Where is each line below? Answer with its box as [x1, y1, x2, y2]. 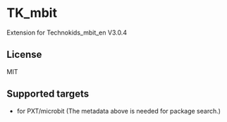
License [6, 49, 42, 61]
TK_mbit [6, 5, 58, 21]
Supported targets [6, 88, 90, 100]
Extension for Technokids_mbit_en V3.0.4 [6, 28, 128, 37]
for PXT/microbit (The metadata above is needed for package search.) [16, 106, 221, 115]
